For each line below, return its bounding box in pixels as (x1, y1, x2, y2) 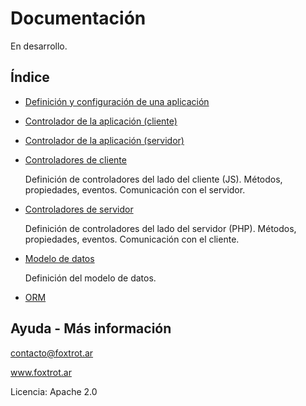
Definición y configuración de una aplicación (24, 95, 210, 107)
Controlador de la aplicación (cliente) (24, 115, 178, 127)
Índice (10, 69, 50, 86)
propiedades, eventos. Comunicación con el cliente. (24, 233, 240, 245)
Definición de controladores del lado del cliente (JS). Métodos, (24, 173, 283, 185)
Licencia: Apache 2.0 (10, 385, 98, 397)
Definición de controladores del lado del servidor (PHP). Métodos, (24, 222, 297, 234)
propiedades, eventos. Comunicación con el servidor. (24, 183, 246, 196)
